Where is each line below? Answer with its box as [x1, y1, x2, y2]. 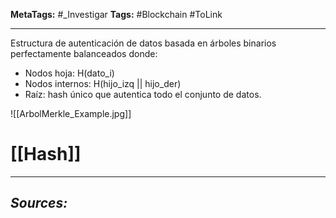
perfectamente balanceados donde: [10, 48, 158, 59]
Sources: [10, 195, 68, 212]
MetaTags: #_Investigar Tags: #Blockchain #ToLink [10, 9, 223, 20]
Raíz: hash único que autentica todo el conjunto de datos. [24, 89, 262, 100]
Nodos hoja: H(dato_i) [24, 67, 115, 79]
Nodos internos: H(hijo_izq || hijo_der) [24, 78, 182, 89]
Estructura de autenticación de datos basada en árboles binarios [10, 37, 277, 49]
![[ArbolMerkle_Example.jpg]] [10, 108, 132, 119]
